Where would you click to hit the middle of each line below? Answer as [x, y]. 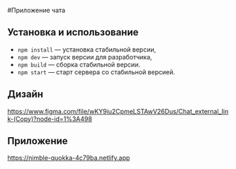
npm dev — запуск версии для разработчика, [85, 57]
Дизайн [26, 94]
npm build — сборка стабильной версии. [79, 64]
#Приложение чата [36, 10]
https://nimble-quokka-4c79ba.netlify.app [69, 158]
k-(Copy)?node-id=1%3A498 [50, 119]
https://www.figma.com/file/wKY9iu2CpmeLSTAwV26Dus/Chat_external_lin [118, 111]
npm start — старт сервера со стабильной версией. [96, 72]
